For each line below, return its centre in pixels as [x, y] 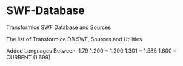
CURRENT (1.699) [28, 57]
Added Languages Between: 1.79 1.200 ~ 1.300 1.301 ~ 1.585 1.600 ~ [92, 51]
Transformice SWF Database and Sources [58, 27]
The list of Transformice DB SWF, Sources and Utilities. [75, 39]
